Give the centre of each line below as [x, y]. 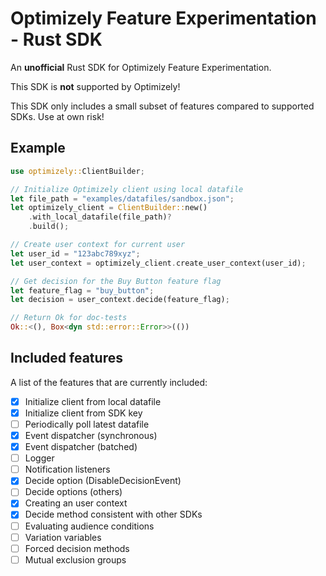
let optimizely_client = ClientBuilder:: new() [109, 208]
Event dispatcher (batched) [81, 447]
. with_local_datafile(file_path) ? [100, 217]
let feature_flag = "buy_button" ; [82, 290]
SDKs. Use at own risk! [57, 116]
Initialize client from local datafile [93, 401]
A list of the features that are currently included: [109, 382]
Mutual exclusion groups [75, 559]
